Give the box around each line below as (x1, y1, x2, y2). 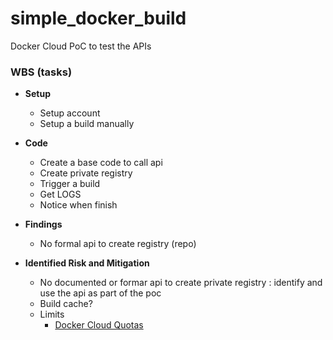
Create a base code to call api (39, 157, 163, 169)
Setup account (39, 107, 101, 119)
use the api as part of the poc (39, 287, 162, 299)
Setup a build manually (39, 118, 135, 130)
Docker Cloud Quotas (54, 319, 144, 331)
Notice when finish (39, 199, 118, 211)
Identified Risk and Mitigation (24, 257, 150, 269)
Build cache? (39, 298, 93, 310)
